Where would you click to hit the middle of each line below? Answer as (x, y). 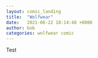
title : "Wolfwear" (30, 17)
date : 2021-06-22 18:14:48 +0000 (49, 22)
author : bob (20, 28)
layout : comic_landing (34, 11)
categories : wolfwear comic (40, 33)
